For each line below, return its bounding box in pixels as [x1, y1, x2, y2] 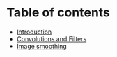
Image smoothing [16, 42, 67, 50]
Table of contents [6, 5, 111, 21]
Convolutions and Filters [16, 34, 87, 43]
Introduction [16, 27, 52, 36]
